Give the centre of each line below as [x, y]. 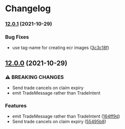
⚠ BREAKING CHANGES [35, 77]
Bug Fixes [17, 37]
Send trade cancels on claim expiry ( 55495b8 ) [59, 122]
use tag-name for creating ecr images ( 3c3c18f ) [61, 48]
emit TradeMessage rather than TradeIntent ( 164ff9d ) [66, 116]
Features [16, 106]
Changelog [28, 9]
